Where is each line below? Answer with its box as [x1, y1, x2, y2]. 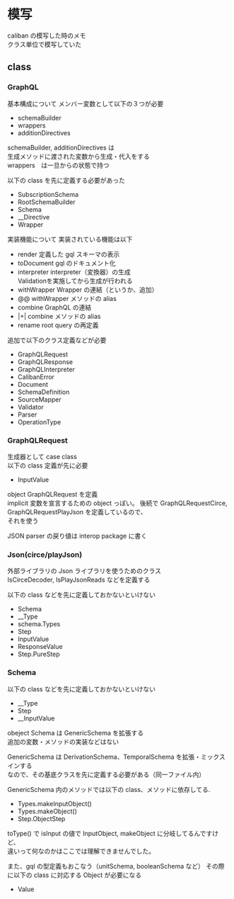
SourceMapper [17, 395, 62, 404]
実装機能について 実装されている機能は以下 [7, 234, 133, 243]
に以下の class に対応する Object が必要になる [7, 871, 142, 879]
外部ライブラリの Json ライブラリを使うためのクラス [7, 567, 161, 575]
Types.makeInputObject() [17, 799, 92, 808]
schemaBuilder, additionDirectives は [7, 143, 115, 152]
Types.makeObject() [17, 807, 78, 815]
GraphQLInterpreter [17, 365, 76, 373]
